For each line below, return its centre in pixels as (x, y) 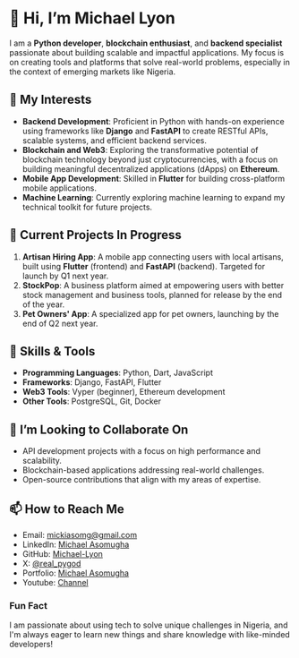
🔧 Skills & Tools (52, 351)
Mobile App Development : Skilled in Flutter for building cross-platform (153, 178)
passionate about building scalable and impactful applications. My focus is (147, 52)
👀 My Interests (51, 100)
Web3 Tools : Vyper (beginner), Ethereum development (124, 392)
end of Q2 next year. (60, 323)
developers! (31, 645)
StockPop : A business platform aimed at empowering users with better (153, 285)
